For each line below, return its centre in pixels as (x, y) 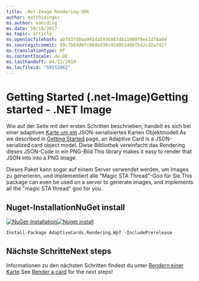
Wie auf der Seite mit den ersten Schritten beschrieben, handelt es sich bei (99, 126)
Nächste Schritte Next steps (59, 251)
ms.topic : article (29, 34)
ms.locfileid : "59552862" (38, 67)
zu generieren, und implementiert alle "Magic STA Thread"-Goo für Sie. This (99, 176)
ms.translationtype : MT (36, 51)
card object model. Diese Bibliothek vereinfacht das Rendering (108, 145)
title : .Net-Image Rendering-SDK (48, 12)
